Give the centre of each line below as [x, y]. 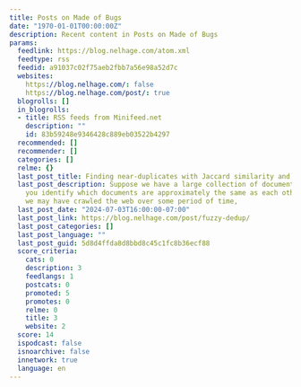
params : [24, 43]
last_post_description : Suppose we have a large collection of [138, 185]
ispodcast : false [50, 343]
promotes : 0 [47, 302]
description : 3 [54, 268]
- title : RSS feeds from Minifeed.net [90, 118]
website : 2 [46, 327]
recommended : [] [47, 143]
